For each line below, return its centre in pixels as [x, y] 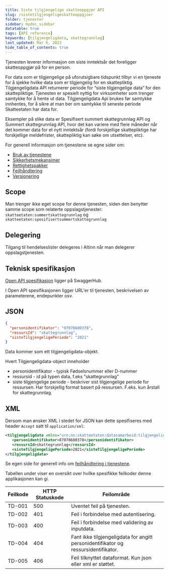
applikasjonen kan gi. [27, 479]
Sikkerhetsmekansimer [36, 160]
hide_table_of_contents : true [37, 47]
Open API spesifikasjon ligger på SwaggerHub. [54, 281]
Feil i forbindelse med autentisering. [113, 514]
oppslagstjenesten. [25, 252]
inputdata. [83, 529]
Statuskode [50, 498]
